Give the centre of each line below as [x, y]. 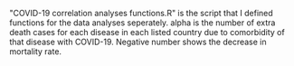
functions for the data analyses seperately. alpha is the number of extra [142, 23]
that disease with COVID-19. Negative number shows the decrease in [138, 42]
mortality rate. [35, 52]
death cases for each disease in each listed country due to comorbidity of [147, 32]
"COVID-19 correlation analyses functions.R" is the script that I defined [141, 13]
